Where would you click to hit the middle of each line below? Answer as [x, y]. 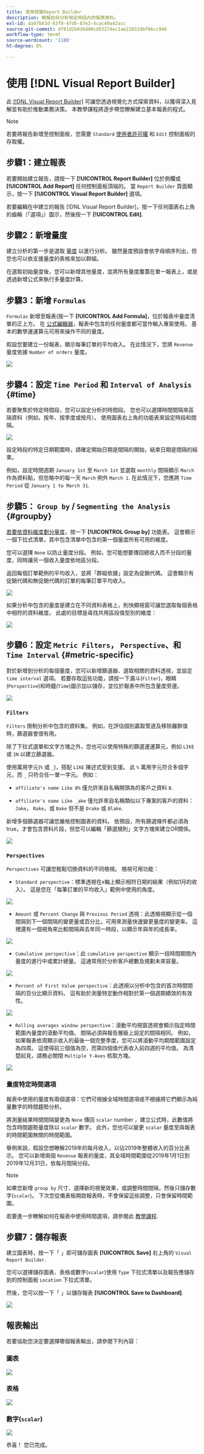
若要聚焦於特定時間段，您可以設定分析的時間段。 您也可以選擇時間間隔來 [97, 410]
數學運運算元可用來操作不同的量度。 [62, 331]
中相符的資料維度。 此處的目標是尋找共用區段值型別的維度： [81, 612]
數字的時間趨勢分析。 [38, 1106]
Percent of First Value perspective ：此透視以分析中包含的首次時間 [101, 986]
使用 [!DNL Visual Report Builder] [91, 84]
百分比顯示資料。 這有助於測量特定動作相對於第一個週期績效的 [104, 993]
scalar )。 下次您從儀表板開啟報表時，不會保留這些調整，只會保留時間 [101, 1195]
